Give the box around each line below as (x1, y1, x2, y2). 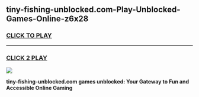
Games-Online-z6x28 (6, 14, 89, 24)
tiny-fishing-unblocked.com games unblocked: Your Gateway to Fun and (6, 78, 190, 85)
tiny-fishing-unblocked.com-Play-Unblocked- (6, 5, 181, 15)
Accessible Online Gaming (6, 84, 73, 91)
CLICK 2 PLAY (6, 53, 47, 62)
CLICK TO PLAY (6, 32, 52, 40)
